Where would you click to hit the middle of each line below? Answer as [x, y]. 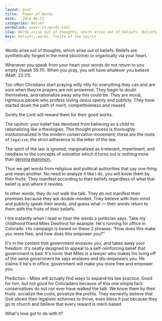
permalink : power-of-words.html [38, 28]
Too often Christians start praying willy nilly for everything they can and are [80, 84]
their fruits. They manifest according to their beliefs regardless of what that [80, 179]
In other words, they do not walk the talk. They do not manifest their [73, 193]
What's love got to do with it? [34, 313]
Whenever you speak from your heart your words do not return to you [75, 65]
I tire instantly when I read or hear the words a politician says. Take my [75, 218]
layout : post [18, 9]
